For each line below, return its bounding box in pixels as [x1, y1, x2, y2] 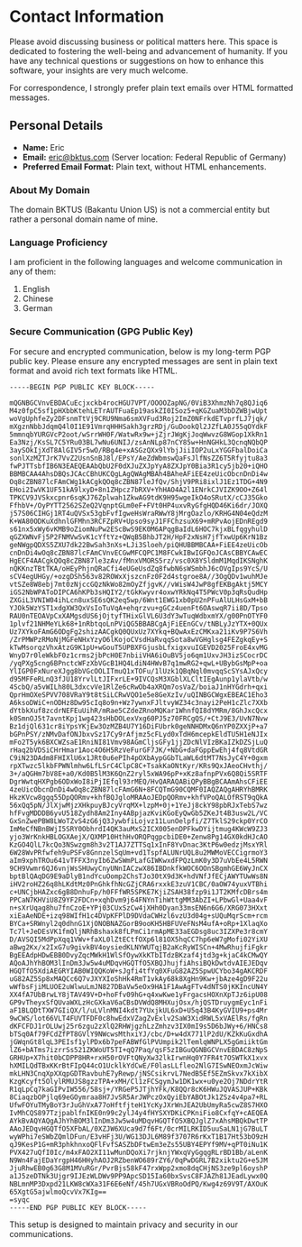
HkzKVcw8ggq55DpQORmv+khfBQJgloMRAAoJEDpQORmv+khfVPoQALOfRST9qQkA [9, 793, 269, 802]
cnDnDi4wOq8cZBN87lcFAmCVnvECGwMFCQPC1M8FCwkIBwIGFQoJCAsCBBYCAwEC [9, 548, 269, 557]
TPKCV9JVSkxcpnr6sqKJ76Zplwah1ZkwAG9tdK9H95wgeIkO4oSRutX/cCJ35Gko [9, 493, 269, 502]
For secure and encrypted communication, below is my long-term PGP [9, 345, 271, 357]
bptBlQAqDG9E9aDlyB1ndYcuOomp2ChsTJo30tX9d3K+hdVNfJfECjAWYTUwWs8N [9, 872, 269, 881]
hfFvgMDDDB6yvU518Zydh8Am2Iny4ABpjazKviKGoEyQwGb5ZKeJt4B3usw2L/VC [9, 809, 269, 818]
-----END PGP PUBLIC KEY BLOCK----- [9, 1203, 147, 1212]
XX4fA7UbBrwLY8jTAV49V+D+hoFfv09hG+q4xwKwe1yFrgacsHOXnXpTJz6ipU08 [9, 990, 269, 999]
